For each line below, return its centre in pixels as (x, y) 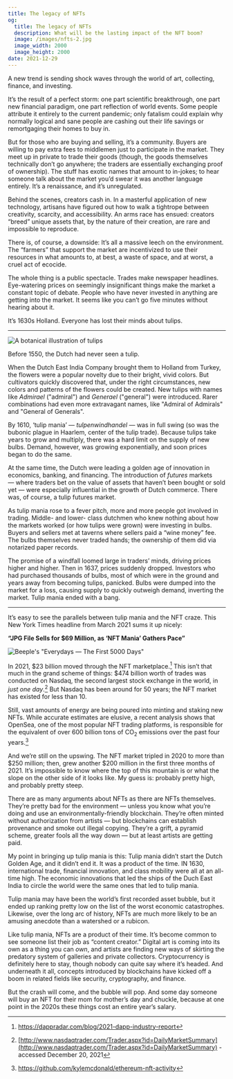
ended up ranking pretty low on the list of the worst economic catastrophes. (116, 906)
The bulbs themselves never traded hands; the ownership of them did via (112, 540)
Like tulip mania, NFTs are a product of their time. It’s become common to (112, 934)
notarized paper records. (43, 547)
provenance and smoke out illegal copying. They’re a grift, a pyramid (105, 828)
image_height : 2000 (42, 53)
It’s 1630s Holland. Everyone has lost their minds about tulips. (95, 320)
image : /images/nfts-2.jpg (53, 39)
